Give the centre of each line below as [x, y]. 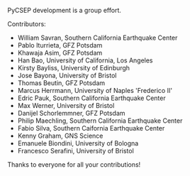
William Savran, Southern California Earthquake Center [97, 38]
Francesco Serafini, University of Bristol [76, 151]
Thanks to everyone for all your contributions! [74, 165]
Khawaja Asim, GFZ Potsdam [60, 53]
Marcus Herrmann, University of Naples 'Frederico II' [95, 90]
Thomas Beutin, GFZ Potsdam [61, 83]
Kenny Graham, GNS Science [60, 136]
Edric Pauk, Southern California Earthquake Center [91, 98]
